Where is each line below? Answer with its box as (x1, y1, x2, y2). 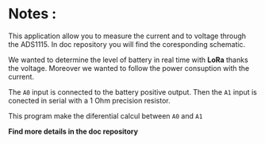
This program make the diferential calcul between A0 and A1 (8, 111, 203, 120)
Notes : (8, 5, 57, 23)
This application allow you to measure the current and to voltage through (8, 31, 247, 41)
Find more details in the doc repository (8, 126, 139, 136)
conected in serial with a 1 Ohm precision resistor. (8, 95, 171, 105)
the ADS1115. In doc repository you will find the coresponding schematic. (8, 39, 246, 49)
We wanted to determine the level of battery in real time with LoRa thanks (8, 55, 248, 64)
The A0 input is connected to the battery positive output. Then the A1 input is (8, 87, 258, 96)
